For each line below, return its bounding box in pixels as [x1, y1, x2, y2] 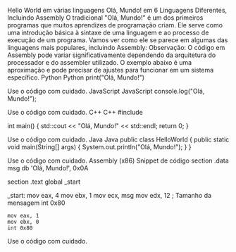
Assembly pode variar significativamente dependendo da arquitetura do [7, 51, 216, 59]
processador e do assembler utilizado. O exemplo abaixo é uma [7, 58, 192, 66]
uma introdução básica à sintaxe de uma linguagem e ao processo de [7, 28, 209, 37]
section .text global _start [7, 177, 81, 186]
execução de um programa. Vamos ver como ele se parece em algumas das [7, 36, 228, 44]
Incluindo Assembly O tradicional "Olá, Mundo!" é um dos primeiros [7, 13, 204, 22]
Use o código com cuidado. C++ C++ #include [7, 108, 143, 116]
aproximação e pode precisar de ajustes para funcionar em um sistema [7, 66, 214, 74]
